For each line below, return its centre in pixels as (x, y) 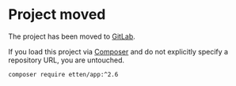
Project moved (57, 15)
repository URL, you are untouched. (67, 60)
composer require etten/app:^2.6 (63, 74)
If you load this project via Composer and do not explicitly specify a (118, 51)
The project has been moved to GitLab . (72, 36)
